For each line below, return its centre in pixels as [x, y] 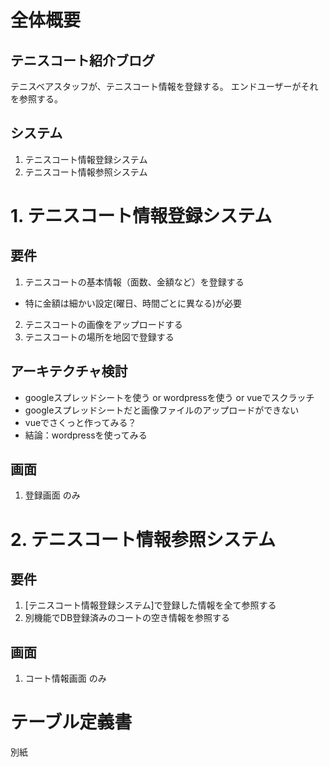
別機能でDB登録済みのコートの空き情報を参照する [127, 618]
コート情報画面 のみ [65, 678]
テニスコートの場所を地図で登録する [99, 337]
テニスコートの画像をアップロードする [103, 324]
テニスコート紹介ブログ [82, 60]
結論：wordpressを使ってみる [86, 435]
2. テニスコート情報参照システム [143, 539]
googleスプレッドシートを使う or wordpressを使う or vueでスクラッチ [169, 397]
